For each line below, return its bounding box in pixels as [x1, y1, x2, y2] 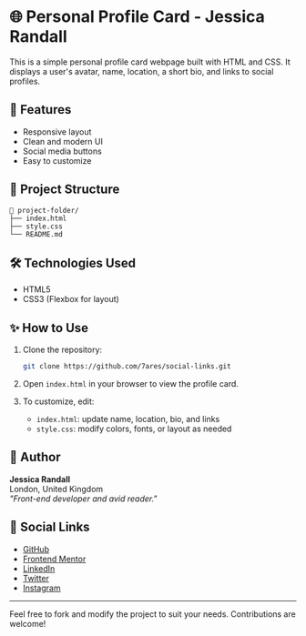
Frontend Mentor [22, 553, 87, 564]
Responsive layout [22, 126, 92, 137]
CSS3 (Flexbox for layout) [22, 294, 120, 305]
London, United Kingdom [9, 483, 104, 494]
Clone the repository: [22, 344, 103, 356]
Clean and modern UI [22, 136, 103, 146]
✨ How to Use [9, 320, 89, 336]
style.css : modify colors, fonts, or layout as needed [36, 423, 232, 434]
